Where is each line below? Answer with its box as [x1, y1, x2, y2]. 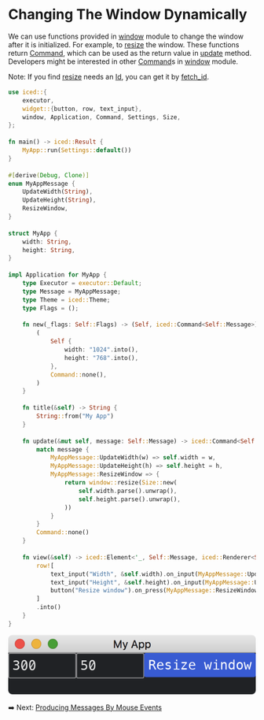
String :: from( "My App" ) [36, 412, 114, 421]
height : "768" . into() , [64, 354, 139, 362]
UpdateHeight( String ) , [22, 196, 97, 204]
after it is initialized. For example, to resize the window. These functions [8, 39, 240, 49]
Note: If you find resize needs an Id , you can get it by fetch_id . [8, 72, 210, 81]
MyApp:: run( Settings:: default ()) [22, 147, 132, 154]
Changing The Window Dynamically [8, 6, 247, 24]
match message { [36, 445, 90, 454]
